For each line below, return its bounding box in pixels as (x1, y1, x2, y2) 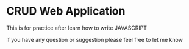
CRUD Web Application (6, 4, 126, 18)
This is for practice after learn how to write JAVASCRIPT (6, 24, 148, 31)
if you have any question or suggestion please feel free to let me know (6, 36, 183, 43)
